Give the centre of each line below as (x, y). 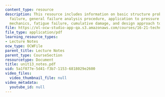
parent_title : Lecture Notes (35, 50)
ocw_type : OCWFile (24, 46)
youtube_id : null (27, 87)
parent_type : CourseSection (34, 55)
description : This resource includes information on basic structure (78, 14)
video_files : (18, 73)
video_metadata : (22, 82)
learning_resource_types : (31, 37)
